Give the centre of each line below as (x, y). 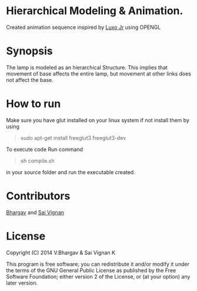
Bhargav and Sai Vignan (35, 212)
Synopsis (29, 51)
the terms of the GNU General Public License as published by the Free (91, 270)
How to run (34, 104)
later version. (22, 283)
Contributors (38, 196)
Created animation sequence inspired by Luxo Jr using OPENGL (84, 27)
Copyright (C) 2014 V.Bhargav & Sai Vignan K (61, 253)
